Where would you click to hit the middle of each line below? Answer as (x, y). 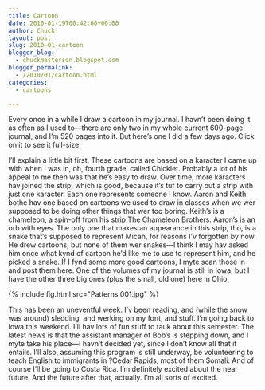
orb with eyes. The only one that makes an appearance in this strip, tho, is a (132, 228)
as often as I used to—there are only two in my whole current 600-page (126, 128)
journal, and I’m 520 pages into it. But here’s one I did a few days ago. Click (131, 136)
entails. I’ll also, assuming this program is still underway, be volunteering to (131, 353)
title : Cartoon (33, 16)
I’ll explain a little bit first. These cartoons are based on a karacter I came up (132, 160)
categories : (28, 82)
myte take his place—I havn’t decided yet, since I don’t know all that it (123, 344)
